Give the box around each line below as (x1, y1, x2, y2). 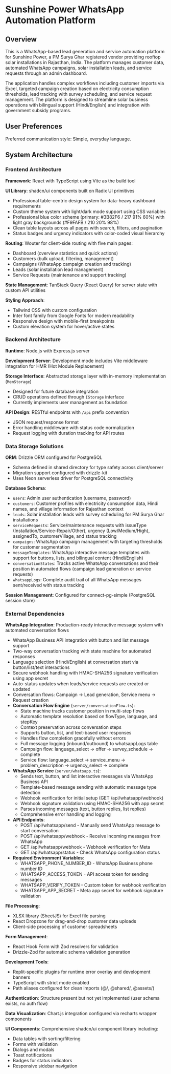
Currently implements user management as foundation (12, 399, 128, 405)
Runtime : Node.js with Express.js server (5, 347, 90, 354)
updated (12, 686, 31, 692)
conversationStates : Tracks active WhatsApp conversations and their (12, 560, 159, 566)
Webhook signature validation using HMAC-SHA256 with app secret (20, 801, 164, 807)
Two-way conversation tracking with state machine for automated (12, 648, 152, 654)
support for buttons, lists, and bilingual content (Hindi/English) (12, 555, 144, 561)
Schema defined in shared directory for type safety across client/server (12, 465, 164, 471)
